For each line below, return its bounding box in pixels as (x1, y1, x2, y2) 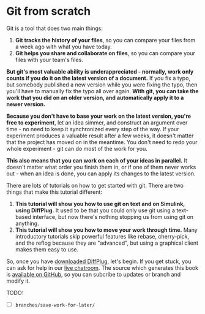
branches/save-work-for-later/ (15, 302, 95, 308)
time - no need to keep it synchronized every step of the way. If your (6, 125, 179, 132)
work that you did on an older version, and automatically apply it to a (6, 94, 184, 101)
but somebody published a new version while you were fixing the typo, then (6, 81, 198, 88)
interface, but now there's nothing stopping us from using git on (32, 213, 194, 220)
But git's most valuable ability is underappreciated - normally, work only (6, 67, 194, 75)
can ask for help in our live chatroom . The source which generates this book (6, 264, 199, 271)
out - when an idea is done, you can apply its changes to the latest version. (6, 170, 196, 177)
